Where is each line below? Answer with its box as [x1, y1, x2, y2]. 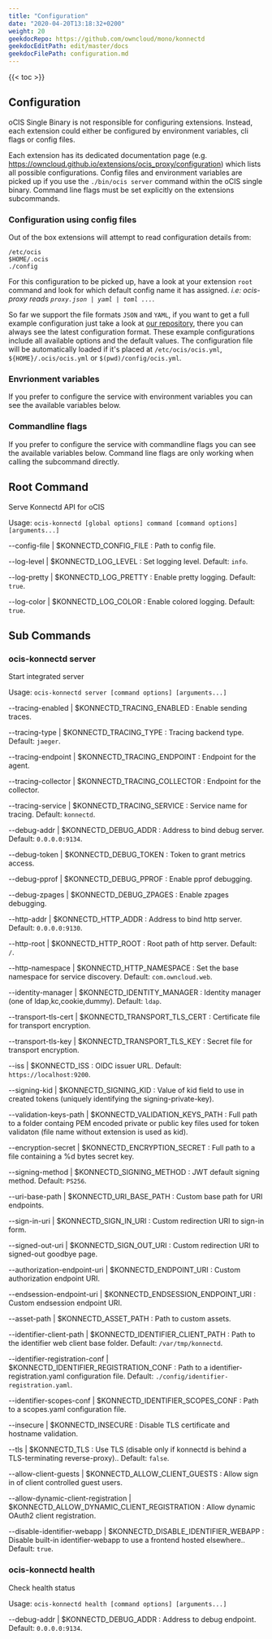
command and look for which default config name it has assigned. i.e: [8, 286, 242, 296]
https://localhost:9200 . [8, 1070, 91, 1080]
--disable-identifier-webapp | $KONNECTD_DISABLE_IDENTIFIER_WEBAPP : [8, 1527, 265, 1536]
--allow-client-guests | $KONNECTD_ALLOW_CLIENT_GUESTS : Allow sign [8, 1469, 258, 1479]
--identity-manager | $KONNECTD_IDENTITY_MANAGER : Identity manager [8, 988, 261, 997]
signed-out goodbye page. [8, 1249, 98, 1259]
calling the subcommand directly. [8, 457, 120, 467]
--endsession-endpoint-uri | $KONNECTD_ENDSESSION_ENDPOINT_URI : [8, 1290, 257, 1299]
